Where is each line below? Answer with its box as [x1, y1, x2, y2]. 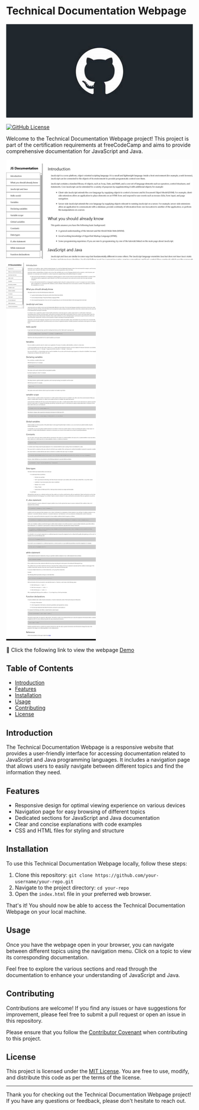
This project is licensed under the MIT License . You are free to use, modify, [6, 1068, 190, 1075]
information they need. [6, 769, 62, 776]
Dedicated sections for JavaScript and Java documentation [14, 815, 160, 822]
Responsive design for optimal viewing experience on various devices [14, 802, 185, 809]
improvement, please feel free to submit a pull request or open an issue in [6, 1010, 186, 1018]
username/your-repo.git [14, 879, 74, 885]
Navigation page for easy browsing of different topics [14, 808, 146, 815]
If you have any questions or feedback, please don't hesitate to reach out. [6, 1098, 187, 1105]
